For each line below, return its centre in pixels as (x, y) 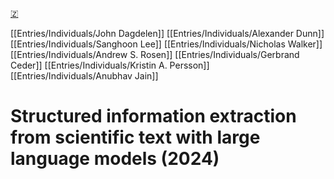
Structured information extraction (153, 116)
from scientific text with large (135, 137)
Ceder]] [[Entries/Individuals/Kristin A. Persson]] (110, 65)
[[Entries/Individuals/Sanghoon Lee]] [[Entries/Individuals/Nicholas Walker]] (166, 44)
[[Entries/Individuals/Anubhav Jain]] (84, 76)
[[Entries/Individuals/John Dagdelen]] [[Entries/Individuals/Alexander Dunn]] (167, 33)
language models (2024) (115, 159)
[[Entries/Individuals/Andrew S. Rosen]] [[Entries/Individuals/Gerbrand (155, 54)
